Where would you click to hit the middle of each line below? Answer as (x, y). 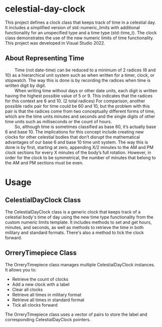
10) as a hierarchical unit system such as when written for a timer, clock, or (80, 75)
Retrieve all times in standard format (48, 300)
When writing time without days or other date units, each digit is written (86, 90)
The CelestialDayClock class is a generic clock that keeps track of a (73, 212)
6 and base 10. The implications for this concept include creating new (74, 131)
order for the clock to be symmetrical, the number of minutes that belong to (81, 157)
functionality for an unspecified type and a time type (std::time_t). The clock (81, 33)
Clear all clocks (27, 289)
